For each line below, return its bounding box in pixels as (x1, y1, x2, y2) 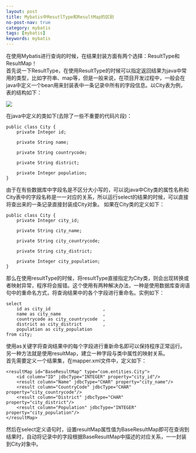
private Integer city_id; (16, 217, 80, 223)
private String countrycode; (16, 150, 87, 155)
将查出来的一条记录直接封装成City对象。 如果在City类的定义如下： (6, 201, 165, 208)
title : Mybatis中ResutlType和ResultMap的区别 (6, 14, 114, 20)
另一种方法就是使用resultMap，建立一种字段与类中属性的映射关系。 (6, 350, 169, 357)
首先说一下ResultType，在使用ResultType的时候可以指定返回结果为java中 (6, 67, 182, 74)
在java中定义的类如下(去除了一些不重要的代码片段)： (6, 112, 132, 119)
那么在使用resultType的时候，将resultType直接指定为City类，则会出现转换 (6, 275, 184, 281)
